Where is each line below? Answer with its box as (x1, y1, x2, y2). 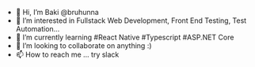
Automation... (15, 24, 60, 33)
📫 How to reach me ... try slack (15, 50, 120, 59)
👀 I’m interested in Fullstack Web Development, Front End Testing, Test (15, 16, 247, 25)
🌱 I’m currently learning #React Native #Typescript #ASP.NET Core (15, 32, 234, 42)
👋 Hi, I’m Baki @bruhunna (15, 8, 99, 17)
